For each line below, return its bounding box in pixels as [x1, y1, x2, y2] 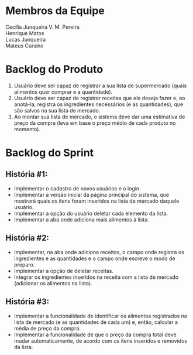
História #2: [5, 233, 49, 243]
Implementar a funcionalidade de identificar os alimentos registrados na [13, 312, 188, 319]
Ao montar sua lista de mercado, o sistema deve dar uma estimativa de [13, 113, 185, 120]
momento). [13, 125, 40, 132]
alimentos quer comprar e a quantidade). [13, 88, 113, 95]
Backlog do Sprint [5, 146, 94, 159]
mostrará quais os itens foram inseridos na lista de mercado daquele [13, 197, 180, 204]
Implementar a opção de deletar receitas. [13, 267, 113, 274]
